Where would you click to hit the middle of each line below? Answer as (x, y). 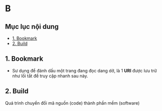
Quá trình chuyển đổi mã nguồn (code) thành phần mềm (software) (72, 103)
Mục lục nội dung (32, 27)
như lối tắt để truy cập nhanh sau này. (50, 76)
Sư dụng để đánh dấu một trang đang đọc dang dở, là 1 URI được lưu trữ (84, 70)
